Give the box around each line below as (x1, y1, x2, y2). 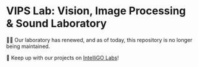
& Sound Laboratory (6, 17, 107, 30)
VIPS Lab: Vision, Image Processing (6, 4, 186, 18)
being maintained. (6, 43, 51, 50)
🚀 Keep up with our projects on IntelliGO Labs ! (6, 54, 119, 61)
